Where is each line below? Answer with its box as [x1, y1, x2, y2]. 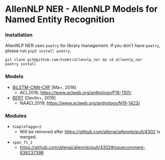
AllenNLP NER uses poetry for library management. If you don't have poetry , [5, 43, 161, 49]
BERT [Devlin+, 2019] [12, 95, 56, 100]
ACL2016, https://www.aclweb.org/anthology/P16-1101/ [19, 90, 131, 96]
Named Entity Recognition [5, 14, 115, 25]
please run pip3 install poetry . [5, 48, 72, 54]
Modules [5, 112, 27, 119]
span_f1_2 [12, 140, 33, 145]
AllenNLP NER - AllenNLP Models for [5, 3, 158, 15]
